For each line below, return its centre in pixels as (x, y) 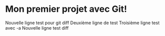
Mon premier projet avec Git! (66, 9)
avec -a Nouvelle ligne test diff (37, 28)
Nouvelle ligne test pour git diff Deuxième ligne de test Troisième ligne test (82, 23)
